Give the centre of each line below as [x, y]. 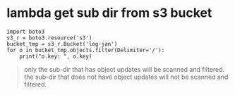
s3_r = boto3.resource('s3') [49, 38]
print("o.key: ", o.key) [56, 56]
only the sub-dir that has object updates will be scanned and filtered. [124, 69]
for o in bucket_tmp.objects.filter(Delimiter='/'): [86, 50]
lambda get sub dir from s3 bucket [109, 13]
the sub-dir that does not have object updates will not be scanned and [126, 77]
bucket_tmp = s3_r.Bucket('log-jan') [62, 44]
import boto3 [26, 32]
